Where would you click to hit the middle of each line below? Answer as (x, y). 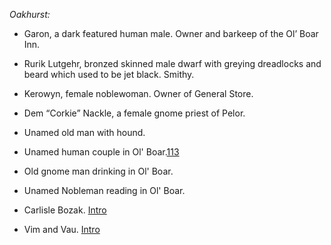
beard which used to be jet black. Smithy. (109, 74)
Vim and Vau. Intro (62, 229)
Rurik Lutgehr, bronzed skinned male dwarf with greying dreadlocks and (172, 63)
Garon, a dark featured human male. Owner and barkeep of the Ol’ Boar (171, 33)
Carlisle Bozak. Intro (65, 210)
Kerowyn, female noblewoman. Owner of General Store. (138, 93)
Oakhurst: (30, 14)
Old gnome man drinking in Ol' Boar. (98, 171)
